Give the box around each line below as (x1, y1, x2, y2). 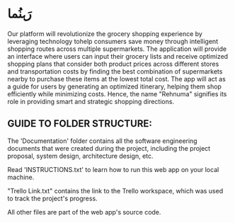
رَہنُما (7, 6, 32, 22)
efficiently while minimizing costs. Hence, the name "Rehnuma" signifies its (7, 89, 227, 98)
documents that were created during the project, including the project (7, 144, 211, 152)
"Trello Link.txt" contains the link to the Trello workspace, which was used (7, 186, 224, 195)
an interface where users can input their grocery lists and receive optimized (7, 52, 229, 60)
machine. (7, 173, 35, 181)
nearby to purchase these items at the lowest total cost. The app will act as (7, 74, 227, 83)
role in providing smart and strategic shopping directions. (7, 97, 175, 105)
